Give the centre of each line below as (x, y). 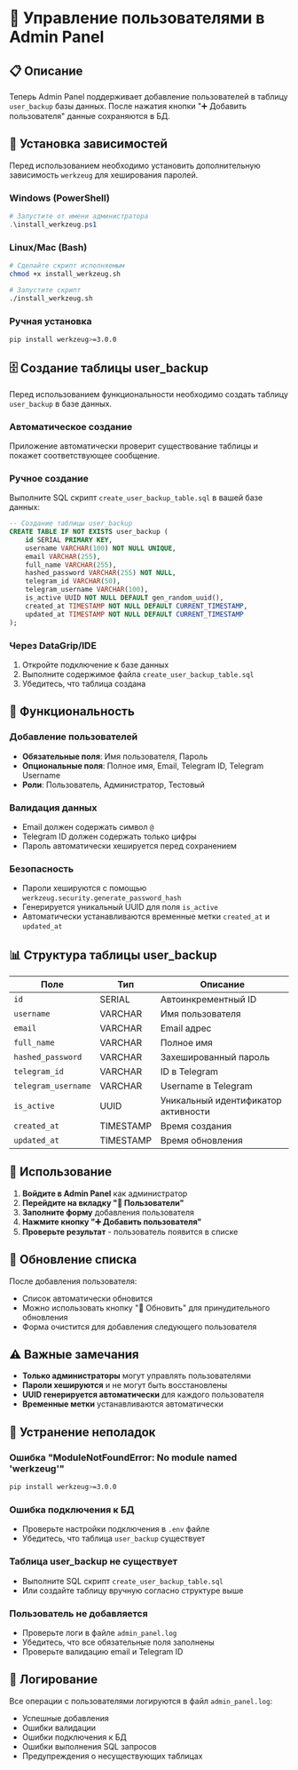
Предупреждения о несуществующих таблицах (112, 1756)
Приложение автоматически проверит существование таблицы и (134, 446)
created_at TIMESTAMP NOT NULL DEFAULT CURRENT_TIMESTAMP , (137, 606)
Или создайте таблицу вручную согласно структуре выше (133, 1591)
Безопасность (41, 868)
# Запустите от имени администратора (79, 217)
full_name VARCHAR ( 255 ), (71, 565)
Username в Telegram (206, 1086)
